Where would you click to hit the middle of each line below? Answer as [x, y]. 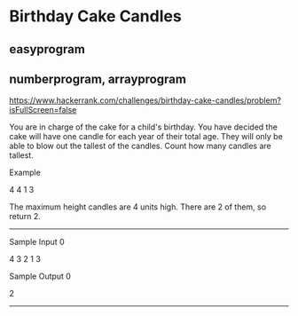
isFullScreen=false [43, 110]
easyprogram [47, 49]
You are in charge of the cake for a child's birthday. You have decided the [143, 127]
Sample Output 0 [40, 276]
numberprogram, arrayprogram [98, 79]
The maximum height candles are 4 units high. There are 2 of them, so [138, 207]
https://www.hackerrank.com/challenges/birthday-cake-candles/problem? [145, 100]
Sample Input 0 [37, 242]
